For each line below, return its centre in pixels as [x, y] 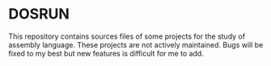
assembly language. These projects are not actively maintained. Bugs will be [136, 44]
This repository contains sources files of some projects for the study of [127, 36]
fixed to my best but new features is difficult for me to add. [106, 53]
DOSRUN [39, 14]
